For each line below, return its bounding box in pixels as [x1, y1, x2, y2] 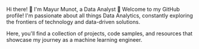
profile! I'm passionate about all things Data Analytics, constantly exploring [6, 12, 193, 19]
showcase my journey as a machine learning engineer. [6, 36, 143, 43]
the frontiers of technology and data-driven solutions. [6, 19, 141, 25]
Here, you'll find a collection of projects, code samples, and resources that [6, 30, 193, 37]
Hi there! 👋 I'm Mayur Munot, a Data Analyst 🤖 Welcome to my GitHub [6, 6, 180, 13]
